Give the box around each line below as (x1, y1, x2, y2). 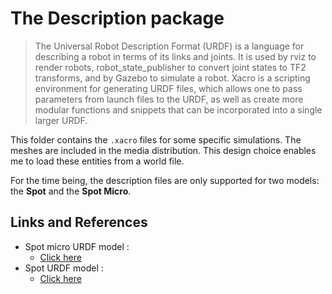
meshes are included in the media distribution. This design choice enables (10, 144, 317, 156)
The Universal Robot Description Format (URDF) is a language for (34, 40, 305, 52)
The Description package (10, 7, 225, 30)
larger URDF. (34, 114, 88, 126)
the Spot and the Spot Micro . (10, 185, 132, 197)
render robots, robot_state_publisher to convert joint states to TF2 (34, 61, 307, 73)
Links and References (10, 214, 148, 231)
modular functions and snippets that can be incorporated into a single (34, 103, 323, 116)
